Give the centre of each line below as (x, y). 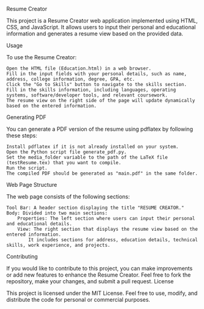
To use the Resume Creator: (42, 57)
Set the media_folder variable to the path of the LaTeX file (87, 158)
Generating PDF (27, 117)
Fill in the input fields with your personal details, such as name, (97, 74)
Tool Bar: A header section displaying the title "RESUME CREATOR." (95, 208)
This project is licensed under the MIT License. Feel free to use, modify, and (102, 293)
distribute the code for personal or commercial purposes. (78, 300)
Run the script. (27, 168)
